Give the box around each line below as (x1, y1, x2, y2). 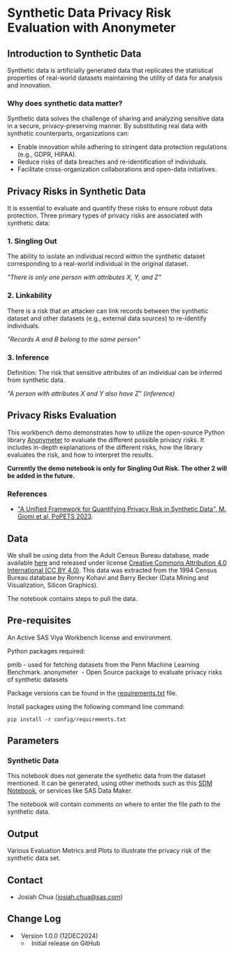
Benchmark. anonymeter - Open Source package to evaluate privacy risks (7, 668, 222, 676)
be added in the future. (7, 471, 75, 480)
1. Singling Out (7, 237, 57, 246)
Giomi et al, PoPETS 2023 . (17, 512, 94, 521)
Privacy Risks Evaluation (7, 409, 117, 421)
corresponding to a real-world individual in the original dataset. (7, 260, 189, 268)
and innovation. (7, 81, 52, 89)
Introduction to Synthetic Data (7, 48, 142, 59)
